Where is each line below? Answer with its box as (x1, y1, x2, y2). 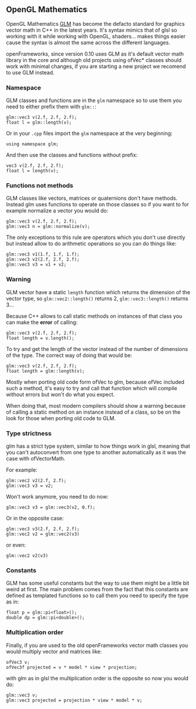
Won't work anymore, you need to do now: (6, 493, 109, 500)
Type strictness (6, 429, 51, 437)
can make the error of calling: (6, 319, 78, 326)
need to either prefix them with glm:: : (6, 103, 97, 110)
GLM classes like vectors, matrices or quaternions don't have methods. (6, 195, 178, 202)
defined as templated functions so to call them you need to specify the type (6, 592, 189, 599)
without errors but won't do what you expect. (6, 391, 115, 398)
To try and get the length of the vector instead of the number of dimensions (6, 345, 188, 352)
